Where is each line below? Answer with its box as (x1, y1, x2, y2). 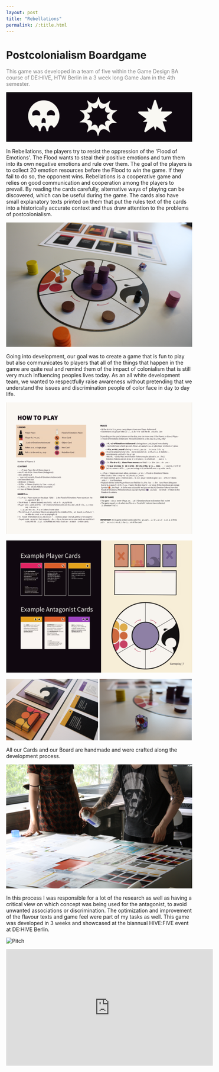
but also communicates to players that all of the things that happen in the (6, 359, 184, 366)
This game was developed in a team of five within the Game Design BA (6, 68, 179, 75)
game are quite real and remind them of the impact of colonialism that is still (6, 365, 191, 373)
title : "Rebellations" (6, 15, 62, 22)
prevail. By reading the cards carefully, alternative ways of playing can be (6, 185, 185, 192)
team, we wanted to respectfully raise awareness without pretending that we (6, 378, 192, 385)
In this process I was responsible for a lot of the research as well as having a (6, 894, 192, 901)
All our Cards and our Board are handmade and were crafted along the (6, 746, 178, 753)
